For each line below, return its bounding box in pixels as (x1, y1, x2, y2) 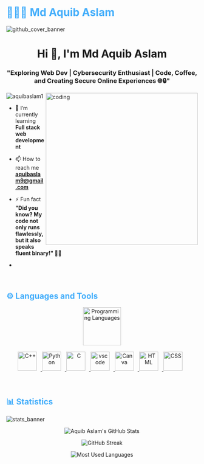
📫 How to (15, 155, 41, 163)
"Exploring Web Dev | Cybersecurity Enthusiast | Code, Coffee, (7, 69, 197, 77)
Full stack (15, 124, 41, 131)
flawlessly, (15, 230, 44, 238)
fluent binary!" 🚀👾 (15, 249, 62, 257)
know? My (15, 211, 42, 218)
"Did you (15, 204, 38, 212)
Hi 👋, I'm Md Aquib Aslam (37, 47, 167, 61)
